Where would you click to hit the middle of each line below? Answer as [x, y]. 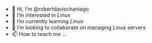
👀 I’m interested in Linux [41, 15]
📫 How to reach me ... [39, 34]
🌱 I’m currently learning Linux [48, 21]
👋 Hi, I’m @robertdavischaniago [50, 9]
